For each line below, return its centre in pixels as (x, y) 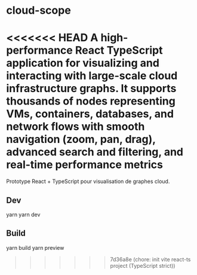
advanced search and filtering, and (95, 152)
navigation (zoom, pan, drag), (81, 140)
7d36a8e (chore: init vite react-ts (150, 259)
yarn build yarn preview (35, 247)
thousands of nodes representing (91, 101)
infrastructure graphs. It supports (91, 89)
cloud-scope (39, 10)
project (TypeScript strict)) (143, 265)
